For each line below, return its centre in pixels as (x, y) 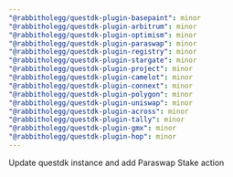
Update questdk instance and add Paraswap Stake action (116, 162)
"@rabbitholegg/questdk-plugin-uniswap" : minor (101, 103)
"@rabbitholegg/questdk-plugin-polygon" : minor (101, 94)
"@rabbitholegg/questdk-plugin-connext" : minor (101, 86)
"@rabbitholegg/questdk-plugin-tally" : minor (96, 120)
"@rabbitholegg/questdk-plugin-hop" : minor (93, 137)
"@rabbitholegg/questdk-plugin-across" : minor (99, 111)
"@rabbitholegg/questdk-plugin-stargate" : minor (103, 60)
